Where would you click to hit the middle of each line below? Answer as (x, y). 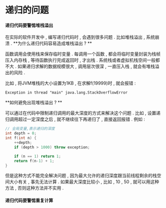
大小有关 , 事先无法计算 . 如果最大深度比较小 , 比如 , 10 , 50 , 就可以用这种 (84, 182)
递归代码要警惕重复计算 (29, 200)
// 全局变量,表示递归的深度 (30, 129)
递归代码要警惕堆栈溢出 (29, 25)
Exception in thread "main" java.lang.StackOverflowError (66, 93)
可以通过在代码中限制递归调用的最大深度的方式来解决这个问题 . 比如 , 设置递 (83, 113)
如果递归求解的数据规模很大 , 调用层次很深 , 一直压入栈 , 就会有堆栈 (86, 66)
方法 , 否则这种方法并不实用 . (34, 188)
